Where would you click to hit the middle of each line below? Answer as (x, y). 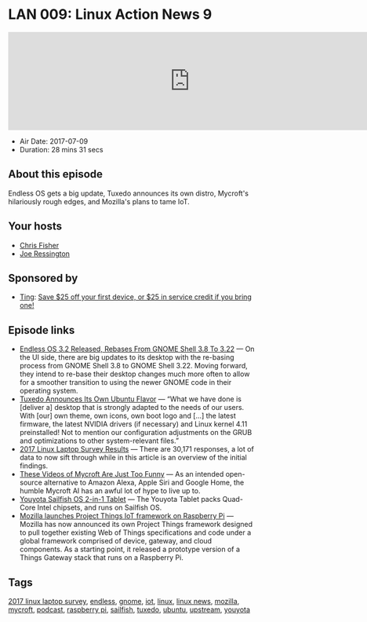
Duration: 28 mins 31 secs (61, 149)
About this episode (56, 174)
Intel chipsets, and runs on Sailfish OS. (100, 507)
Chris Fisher (39, 245)
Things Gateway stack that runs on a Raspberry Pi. (102, 558)
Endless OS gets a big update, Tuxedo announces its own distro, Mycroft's (129, 193)
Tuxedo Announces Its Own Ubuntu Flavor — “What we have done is (130, 399)
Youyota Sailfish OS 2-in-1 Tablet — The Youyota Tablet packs (120, 499)
